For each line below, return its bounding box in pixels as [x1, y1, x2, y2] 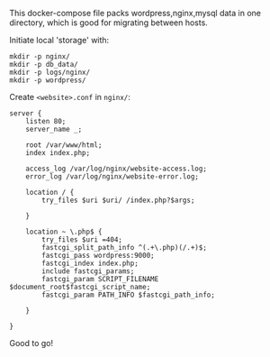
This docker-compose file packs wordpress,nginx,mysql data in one [9, 8, 261, 18]
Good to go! [9, 338, 54, 348]
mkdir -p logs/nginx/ [9, 68, 91, 77]
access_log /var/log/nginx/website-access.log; [25, 164, 207, 173]
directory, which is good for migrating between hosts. [9, 17, 209, 28]
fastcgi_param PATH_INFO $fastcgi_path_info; [41, 290, 216, 299]
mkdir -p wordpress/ [9, 76, 87, 85]
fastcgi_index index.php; [41, 259, 139, 268]
